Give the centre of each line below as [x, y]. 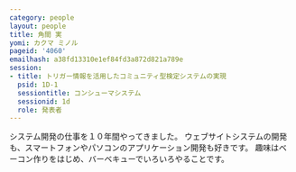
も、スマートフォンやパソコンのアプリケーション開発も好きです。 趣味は [144, 148]
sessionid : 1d [44, 101]
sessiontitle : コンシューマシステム [79, 93]
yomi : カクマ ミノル [44, 43]
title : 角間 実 [36, 34]
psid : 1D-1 [38, 85]
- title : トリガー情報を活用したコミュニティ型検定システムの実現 [118, 77]
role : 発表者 [40, 110]
